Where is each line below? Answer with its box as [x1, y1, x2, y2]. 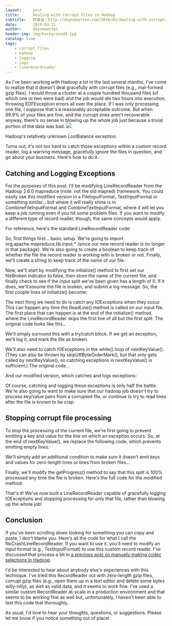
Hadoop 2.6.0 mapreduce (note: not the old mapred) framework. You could [5, 188, 164, 194]
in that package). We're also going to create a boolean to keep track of [5, 246, 155, 252]
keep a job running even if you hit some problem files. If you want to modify [5, 210, 165, 216]
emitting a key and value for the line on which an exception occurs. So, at [5, 433, 160, 439]
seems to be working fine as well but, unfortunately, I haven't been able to [5, 594, 162, 600]
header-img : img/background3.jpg [5, 31, 77, 36]
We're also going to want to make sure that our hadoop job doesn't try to [5, 388, 159, 394]
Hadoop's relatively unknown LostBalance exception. [5, 133, 117, 139]
